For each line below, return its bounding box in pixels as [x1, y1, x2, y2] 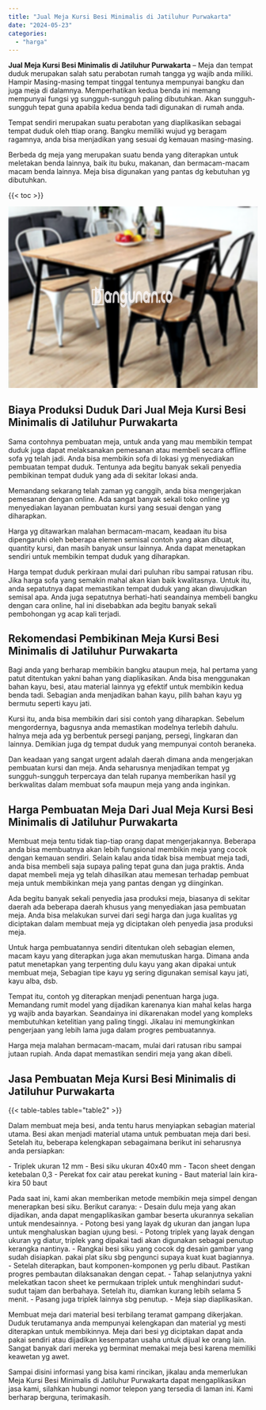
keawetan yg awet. [8, 1352, 70, 1362]
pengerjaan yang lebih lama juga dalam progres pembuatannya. [8, 1025, 216, 1035]
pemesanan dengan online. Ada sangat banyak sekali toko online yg [8, 494, 230, 504]
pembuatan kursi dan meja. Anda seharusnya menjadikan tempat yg [8, 763, 230, 773]
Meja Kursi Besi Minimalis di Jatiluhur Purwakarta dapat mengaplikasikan [8, 1376, 246, 1385]
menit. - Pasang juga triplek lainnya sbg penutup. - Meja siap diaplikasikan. [8, 1294, 253, 1304]
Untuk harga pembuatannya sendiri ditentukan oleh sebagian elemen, [8, 943, 235, 952]
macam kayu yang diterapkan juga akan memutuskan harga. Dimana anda [8, 951, 249, 961]
